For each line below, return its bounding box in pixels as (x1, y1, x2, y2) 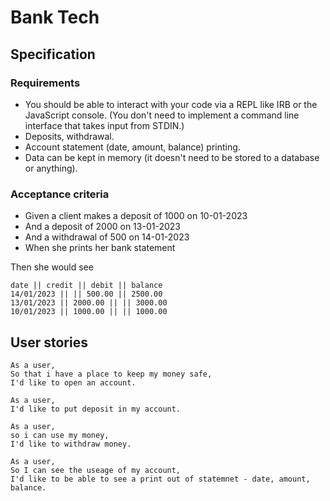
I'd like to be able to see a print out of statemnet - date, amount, (10, 474, 311, 484)
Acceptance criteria (10, 187, 110, 201)
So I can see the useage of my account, (10, 465, 182, 475)
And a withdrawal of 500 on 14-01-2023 (24, 231, 190, 243)
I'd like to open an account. (10, 377, 137, 388)
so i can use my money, (10, 430, 110, 440)
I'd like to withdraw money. (10, 439, 132, 449)
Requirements (10, 76, 81, 90)
